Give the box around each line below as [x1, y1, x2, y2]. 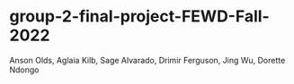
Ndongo [9, 64, 40, 75]
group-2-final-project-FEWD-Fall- [9, 6, 270, 27]
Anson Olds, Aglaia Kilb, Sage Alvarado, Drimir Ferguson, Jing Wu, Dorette [9, 55, 286, 65]
